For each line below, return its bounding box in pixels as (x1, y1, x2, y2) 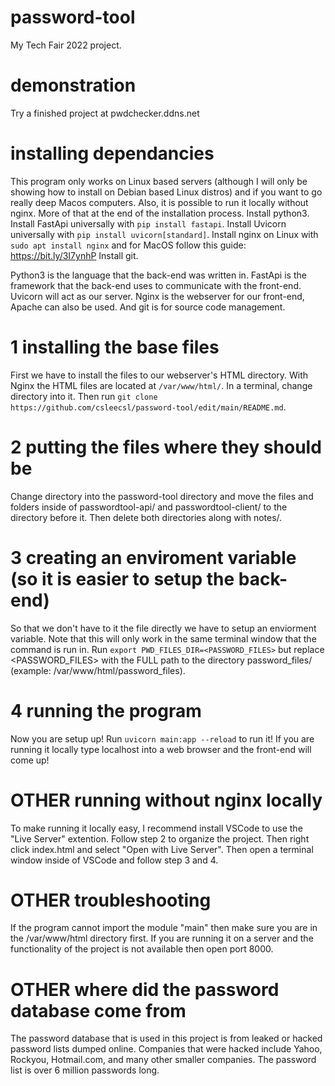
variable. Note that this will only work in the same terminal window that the (10, 632, 317, 645)
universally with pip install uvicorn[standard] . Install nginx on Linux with (10, 228, 319, 240)
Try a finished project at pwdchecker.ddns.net (10, 107, 200, 119)
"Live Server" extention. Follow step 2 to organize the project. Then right (10, 832, 310, 845)
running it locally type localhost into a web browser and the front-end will (10, 743, 312, 755)
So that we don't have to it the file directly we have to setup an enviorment (10, 622, 317, 634)
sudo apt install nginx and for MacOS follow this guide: (10, 239, 247, 251)
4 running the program (10, 699, 202, 722)
